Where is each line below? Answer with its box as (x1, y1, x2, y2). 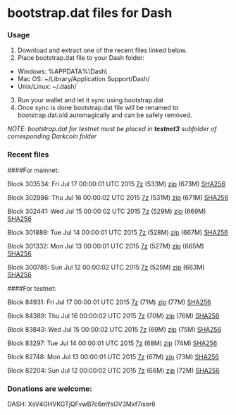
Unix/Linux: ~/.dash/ (17, 83, 77, 91)
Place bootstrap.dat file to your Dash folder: (17, 54, 145, 62)
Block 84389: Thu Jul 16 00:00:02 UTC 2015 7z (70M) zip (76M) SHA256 (7, 311, 220, 320)
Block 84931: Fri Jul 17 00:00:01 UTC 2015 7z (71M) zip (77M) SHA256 (7, 298, 211, 306)
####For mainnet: (7, 166, 60, 174)
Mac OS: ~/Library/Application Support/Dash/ (17, 75, 150, 83)
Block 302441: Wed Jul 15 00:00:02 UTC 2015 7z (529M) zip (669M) (7, 207, 206, 215)
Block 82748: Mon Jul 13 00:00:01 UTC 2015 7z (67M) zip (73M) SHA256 (7, 352, 220, 361)
